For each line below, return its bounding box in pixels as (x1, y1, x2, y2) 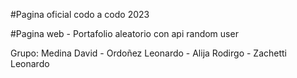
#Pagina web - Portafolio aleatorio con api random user (10, 28, 239, 39)
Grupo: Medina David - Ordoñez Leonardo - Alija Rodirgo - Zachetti (10, 47, 287, 59)
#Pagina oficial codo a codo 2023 (10, 9, 150, 20)
